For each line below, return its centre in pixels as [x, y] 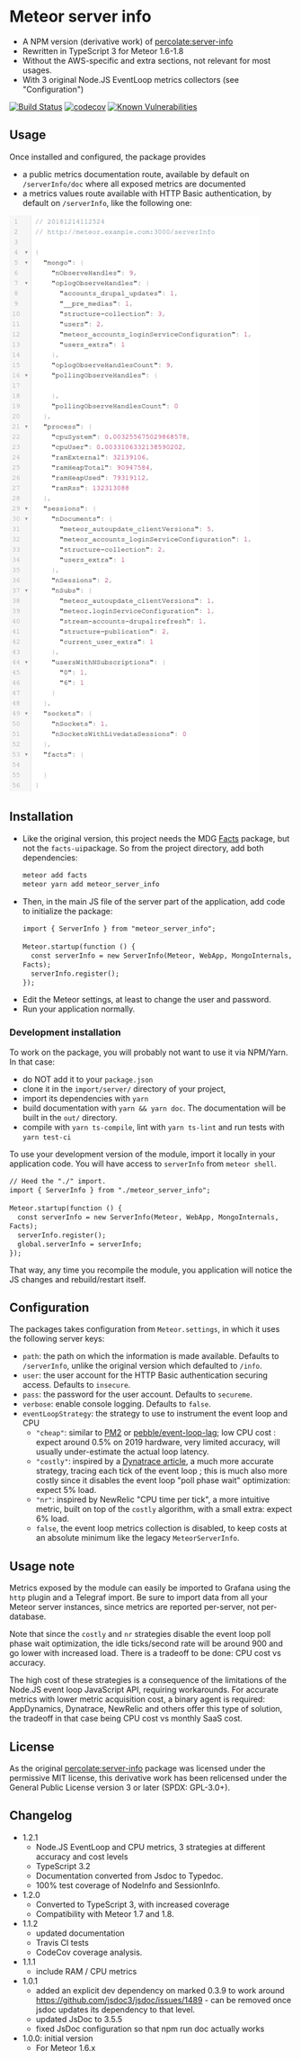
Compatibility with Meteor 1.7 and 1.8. [105, 1913]
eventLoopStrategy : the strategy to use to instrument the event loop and [155, 1414]
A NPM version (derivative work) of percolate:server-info [128, 41]
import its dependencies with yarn [85, 1098]
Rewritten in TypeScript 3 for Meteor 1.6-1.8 [103, 50]
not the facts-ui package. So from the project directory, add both [143, 848]
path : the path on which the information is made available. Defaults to [150, 1356]
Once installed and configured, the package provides [108, 157]
